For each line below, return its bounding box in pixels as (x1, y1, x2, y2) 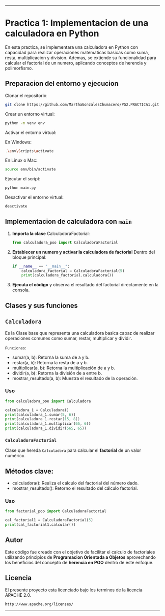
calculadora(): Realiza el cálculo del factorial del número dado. (12, 480, 139, 486)
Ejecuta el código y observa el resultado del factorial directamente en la (12, 282, 159, 288)
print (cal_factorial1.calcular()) (5, 522, 76, 527)
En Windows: (5, 139, 32, 145)
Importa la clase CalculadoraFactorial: (12, 230, 90, 237)
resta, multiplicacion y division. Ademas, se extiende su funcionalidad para (5, 55, 156, 61)
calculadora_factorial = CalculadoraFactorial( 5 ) (21, 268, 125, 274)
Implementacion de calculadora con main (5, 217, 132, 226)
